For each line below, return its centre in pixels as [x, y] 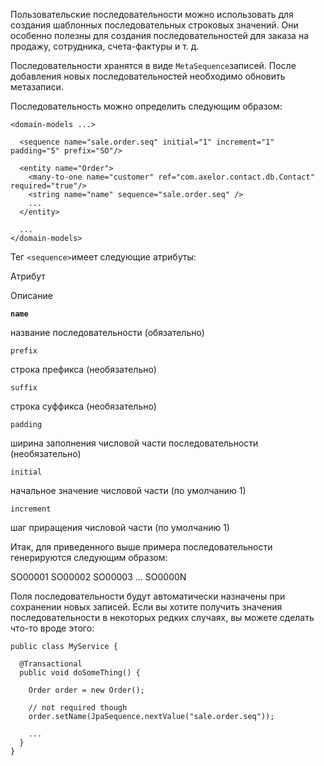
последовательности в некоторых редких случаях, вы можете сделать [162, 617]
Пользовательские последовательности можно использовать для [152, 14]
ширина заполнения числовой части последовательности [134, 443]
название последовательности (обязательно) [107, 332]
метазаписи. [37, 87]
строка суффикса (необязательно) [83, 406]
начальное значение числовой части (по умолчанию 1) [128, 490]
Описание [31, 295]
